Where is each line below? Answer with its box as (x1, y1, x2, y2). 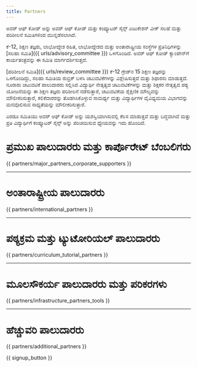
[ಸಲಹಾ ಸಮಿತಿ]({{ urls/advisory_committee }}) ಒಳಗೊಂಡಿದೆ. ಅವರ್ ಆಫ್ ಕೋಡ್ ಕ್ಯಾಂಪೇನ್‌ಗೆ (6, 49, 189, 56)
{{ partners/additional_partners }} (6, 343, 87, 350)
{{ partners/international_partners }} (6, 206, 93, 213)
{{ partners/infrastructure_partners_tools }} (6, 297, 110, 304)
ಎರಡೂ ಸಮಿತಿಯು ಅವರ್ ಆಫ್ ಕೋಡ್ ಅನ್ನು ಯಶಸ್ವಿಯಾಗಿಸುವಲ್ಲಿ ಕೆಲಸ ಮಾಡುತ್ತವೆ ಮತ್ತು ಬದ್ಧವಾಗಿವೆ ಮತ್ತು (6, 113, 191, 120)
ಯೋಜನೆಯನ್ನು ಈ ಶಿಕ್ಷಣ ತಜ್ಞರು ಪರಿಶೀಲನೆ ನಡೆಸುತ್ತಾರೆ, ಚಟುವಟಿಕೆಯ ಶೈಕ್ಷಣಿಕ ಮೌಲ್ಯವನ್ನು (6, 87, 159, 94)
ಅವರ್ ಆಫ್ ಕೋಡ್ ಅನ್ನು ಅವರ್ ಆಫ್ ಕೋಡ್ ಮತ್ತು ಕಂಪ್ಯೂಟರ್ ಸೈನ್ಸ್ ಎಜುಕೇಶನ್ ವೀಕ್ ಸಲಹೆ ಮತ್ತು (6, 25, 182, 32)
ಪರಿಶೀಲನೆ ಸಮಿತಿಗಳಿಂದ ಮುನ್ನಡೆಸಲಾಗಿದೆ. (6, 31, 77, 38)
